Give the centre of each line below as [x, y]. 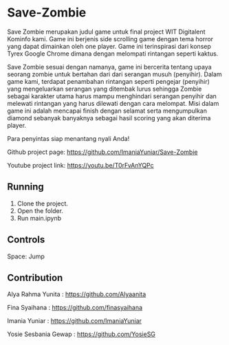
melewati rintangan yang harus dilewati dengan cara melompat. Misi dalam [113, 103]
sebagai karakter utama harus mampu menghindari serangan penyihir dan [112, 96]
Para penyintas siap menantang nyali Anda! [68, 138]
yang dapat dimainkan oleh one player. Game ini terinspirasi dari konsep [109, 46]
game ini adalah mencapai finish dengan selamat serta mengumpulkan [107, 111]
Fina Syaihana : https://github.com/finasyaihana [75, 308]
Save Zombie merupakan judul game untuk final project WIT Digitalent [106, 32]
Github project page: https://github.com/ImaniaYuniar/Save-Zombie [102, 152]
